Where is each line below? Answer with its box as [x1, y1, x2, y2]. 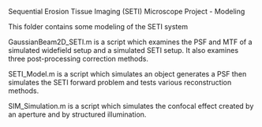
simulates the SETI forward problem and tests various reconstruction [8, 78, 232, 87]
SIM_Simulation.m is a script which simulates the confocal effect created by [8, 102, 254, 110]
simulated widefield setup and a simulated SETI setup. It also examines [8, 46, 239, 54]
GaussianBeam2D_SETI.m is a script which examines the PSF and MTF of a [8, 37, 253, 47]
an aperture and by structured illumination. [8, 110, 147, 119]
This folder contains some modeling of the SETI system [8, 22, 188, 31]
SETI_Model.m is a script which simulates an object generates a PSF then [8, 69, 247, 78]
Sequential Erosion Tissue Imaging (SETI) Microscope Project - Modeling [8, 7, 245, 16]
